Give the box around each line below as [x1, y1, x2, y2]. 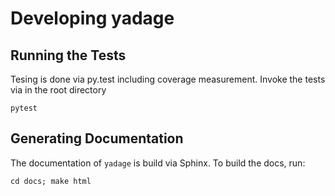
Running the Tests [10, 47, 127, 64]
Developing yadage [10, 7, 175, 30]
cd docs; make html [10, 176, 92, 186]
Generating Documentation [10, 130, 184, 147]
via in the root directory [10, 84, 107, 96]
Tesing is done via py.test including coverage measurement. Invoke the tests [10, 73, 326, 85]
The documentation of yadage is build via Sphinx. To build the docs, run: [10, 157, 306, 169]
